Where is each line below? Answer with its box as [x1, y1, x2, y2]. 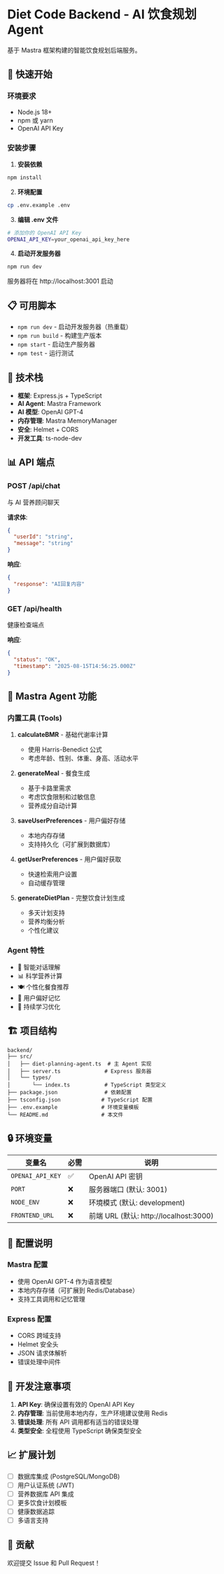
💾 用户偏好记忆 [17, 993, 61, 1002]
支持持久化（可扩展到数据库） [27, 840, 114, 848]
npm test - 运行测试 [17, 349, 74, 358]
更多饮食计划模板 [17, 1498, 67, 1507]
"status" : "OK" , [13, 656, 61, 663]
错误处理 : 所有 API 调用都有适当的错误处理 [17, 1417, 139, 1426]
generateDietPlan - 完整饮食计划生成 [17, 893, 125, 903]
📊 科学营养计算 [17, 971, 63, 980]
